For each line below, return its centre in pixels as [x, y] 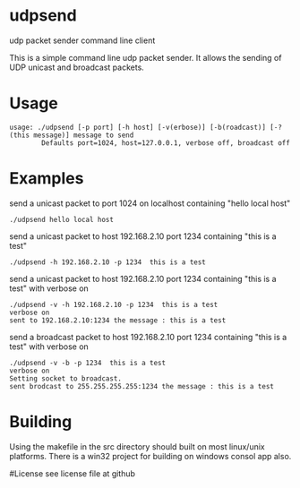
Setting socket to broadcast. [66, 378]
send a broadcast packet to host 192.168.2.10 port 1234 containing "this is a [148, 337]
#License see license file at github [73, 473]
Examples [47, 179]
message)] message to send [83, 135]
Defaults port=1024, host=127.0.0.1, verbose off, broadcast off [166, 143]
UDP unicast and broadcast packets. [77, 67]
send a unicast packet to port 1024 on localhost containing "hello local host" [150, 203]
